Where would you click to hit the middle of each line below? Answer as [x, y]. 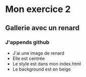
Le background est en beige [42, 69]
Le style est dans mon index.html [47, 63]
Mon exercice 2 [38, 9]
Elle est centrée [29, 58]
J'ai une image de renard [38, 53]
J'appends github [27, 42]
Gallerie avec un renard [42, 28]
